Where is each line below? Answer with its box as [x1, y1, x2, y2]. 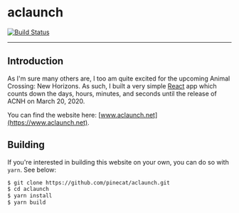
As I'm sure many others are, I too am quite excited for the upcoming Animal [7, 74, 230, 83]
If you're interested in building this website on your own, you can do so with [7, 157, 229, 166]
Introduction [7, 55, 64, 68]
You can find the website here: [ [7, 110, 101, 119]
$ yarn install [7, 192, 53, 199]
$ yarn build [7, 199, 46, 207]
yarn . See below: [7, 165, 57, 174]
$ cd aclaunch [7, 186, 50, 193]
